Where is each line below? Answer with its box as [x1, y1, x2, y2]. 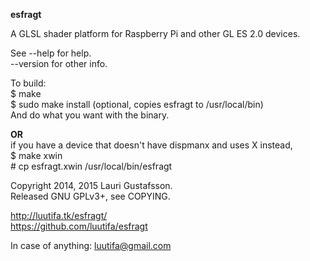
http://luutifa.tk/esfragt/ [10, 210, 108, 221]
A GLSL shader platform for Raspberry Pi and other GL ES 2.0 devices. [10, 28, 301, 39]
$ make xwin [10, 150, 63, 161]
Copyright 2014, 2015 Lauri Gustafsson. [10, 180, 173, 191]
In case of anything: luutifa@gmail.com [10, 240, 172, 251]
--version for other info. [10, 58, 108, 69]
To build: [10, 77, 47, 89]
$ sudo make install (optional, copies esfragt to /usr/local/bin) [10, 99, 264, 110]
